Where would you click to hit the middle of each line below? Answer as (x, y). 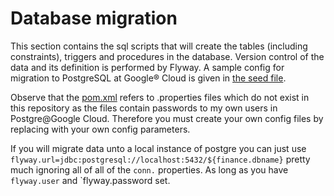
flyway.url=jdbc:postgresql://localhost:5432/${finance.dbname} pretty (160, 159)
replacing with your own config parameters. (100, 129)
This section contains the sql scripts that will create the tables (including (159, 46)
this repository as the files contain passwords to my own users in (144, 108)
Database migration (94, 18)
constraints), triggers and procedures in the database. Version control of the (167, 56)
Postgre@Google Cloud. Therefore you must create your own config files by (167, 118)
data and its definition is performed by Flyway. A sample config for (147, 67)
